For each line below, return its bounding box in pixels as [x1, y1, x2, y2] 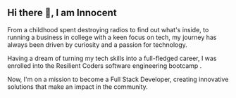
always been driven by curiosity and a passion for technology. [7, 40, 188, 49]
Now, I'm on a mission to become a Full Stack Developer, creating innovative [7, 75, 229, 83]
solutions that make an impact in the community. [7, 82, 148, 91]
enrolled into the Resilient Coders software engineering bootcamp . [7, 61, 202, 70]
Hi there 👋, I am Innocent [7, 7, 118, 19]
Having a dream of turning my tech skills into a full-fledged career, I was [7, 54, 217, 62]
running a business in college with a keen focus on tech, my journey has [7, 33, 217, 41]
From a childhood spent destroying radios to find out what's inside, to [7, 25, 209, 34]
